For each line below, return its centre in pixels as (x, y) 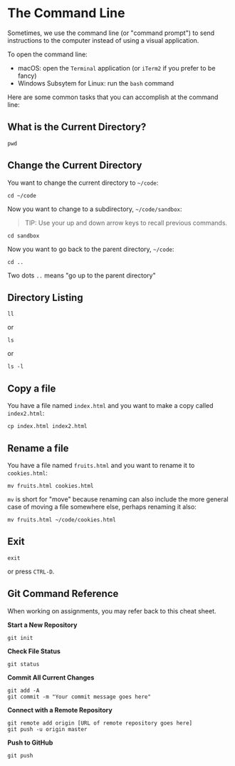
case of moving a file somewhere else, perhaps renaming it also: (102, 507)
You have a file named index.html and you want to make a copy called (110, 406)
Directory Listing (45, 297)
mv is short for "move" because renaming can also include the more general (118, 499)
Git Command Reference (63, 594)
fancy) (27, 76)
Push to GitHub (30, 742)
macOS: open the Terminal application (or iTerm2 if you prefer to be (116, 68)
